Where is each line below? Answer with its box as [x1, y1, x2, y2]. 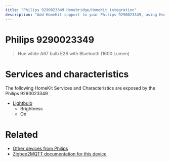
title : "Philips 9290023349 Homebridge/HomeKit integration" [5, 7, 137, 13]
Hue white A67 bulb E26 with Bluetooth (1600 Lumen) [17, 51, 130, 57]
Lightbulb [12, 100, 33, 106]
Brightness [20, 106, 43, 112]
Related [5, 129, 38, 140]
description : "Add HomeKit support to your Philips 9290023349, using [5, 12, 157, 17]
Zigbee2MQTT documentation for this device [12, 151, 107, 157]
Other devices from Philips [12, 145, 68, 152]
